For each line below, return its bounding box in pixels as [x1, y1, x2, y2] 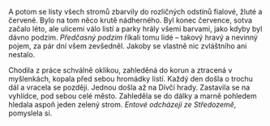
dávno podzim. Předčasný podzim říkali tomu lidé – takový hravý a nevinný [8, 32, 258, 42]
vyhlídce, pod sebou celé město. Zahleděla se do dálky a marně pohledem [8, 91, 257, 100]
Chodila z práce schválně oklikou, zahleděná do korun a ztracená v [8, 65, 233, 75]
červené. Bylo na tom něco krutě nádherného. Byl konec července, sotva [8, 15, 253, 25]
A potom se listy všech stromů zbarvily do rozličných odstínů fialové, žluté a [8, 7, 263, 16]
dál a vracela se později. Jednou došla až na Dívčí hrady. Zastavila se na [8, 82, 251, 92]
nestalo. [8, 50, 36, 59]
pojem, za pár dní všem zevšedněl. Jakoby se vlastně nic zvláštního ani [8, 41, 247, 51]
